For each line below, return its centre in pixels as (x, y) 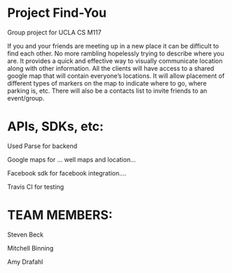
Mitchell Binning (30, 248)
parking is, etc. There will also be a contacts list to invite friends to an (107, 91)
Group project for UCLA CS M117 (54, 32)
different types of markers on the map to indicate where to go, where (107, 83)
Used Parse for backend (42, 146)
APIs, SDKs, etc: (55, 127)
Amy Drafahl (25, 262)
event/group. (26, 98)
